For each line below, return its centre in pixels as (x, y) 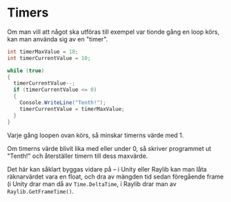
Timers (28, 13)
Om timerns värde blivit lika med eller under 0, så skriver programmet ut (109, 148)
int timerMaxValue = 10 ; (43, 52)
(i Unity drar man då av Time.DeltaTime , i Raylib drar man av (92, 183)
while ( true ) (26, 70)
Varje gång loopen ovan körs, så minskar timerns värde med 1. (96, 135)
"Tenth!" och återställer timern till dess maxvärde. (78, 156)
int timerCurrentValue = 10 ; (49, 58)
